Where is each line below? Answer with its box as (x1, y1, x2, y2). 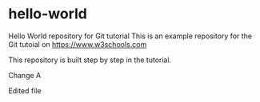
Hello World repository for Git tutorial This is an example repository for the (8, 31, 253, 41)
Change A (8, 70, 42, 80)
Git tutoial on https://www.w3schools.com (8, 39, 147, 49)
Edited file (8, 85, 42, 96)
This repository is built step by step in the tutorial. (8, 55, 172, 65)
